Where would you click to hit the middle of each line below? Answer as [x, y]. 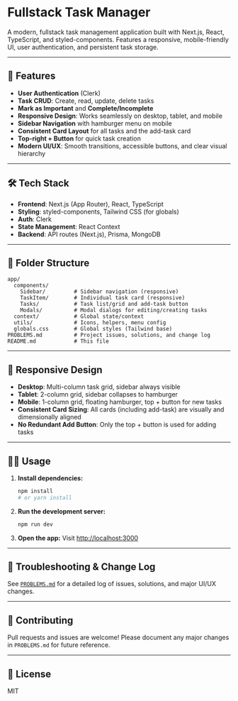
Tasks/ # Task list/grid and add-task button [104, 304]
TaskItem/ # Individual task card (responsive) [103, 298]
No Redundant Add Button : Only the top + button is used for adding [117, 425]
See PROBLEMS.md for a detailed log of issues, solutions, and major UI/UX [112, 584]
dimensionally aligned [49, 417]
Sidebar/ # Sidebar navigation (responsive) [100, 292]
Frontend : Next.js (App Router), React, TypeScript [91, 204]
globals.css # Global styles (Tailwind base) [93, 329]
